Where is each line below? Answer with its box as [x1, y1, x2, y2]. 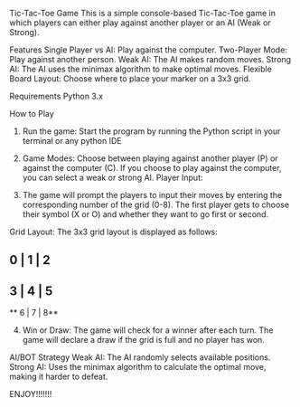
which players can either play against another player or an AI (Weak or [9, 17, 271, 28]
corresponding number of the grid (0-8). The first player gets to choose [22, 199, 290, 210]
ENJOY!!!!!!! [9, 389, 52, 400]
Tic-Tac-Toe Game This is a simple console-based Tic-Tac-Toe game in [9, 8, 276, 18]
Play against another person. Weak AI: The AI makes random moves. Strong [9, 54, 292, 64]
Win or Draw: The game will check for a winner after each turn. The [22, 325, 274, 336]
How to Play [9, 109, 54, 118]
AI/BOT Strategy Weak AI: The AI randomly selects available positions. [9, 352, 271, 363]
